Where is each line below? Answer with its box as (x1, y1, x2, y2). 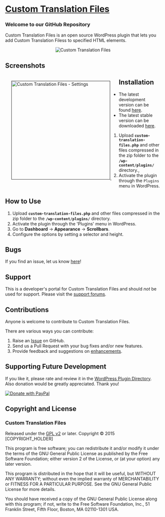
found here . (118, 107, 142, 113)
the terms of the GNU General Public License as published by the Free (5, 450, 148, 457)
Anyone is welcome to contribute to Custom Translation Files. (5, 318, 130, 324)
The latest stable (118, 112, 153, 118)
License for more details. (5, 486, 56, 492)
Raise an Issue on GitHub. (12, 337, 65, 343)
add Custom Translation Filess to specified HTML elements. (5, 37, 127, 43)
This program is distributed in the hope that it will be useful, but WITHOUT (5, 471, 156, 477)
